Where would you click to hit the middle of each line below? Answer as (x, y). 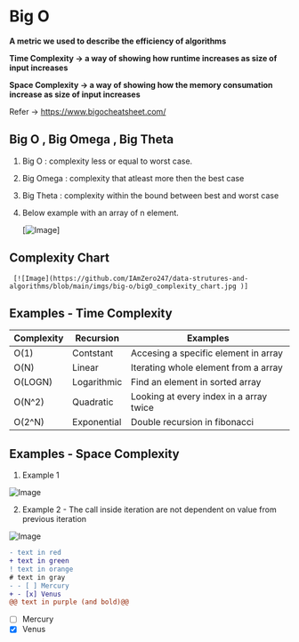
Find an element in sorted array (196, 382)
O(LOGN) (33, 382)
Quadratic (93, 402)
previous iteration (54, 519)
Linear (86, 368)
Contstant (93, 353)
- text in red (36, 553)
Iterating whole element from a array (206, 368)
